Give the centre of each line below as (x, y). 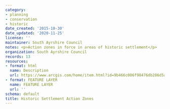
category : (16, 10)
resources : (17, 61)
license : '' (18, 38)
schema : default (22, 94)
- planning (17, 15)
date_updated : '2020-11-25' (35, 33)
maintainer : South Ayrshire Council (44, 43)
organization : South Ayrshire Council (46, 52)
